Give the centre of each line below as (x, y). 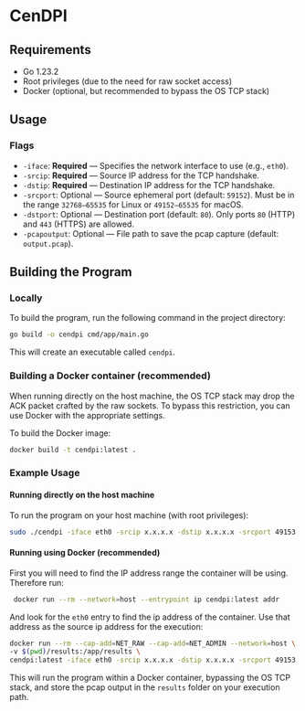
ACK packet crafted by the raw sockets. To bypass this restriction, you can (150, 405)
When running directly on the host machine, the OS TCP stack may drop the (152, 396)
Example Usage (45, 473)
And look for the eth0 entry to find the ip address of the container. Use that (150, 617)
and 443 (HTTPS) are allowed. (79, 224)
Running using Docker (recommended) (85, 553)
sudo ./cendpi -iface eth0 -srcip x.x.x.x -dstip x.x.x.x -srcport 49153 (153, 532)
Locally (26, 298)
